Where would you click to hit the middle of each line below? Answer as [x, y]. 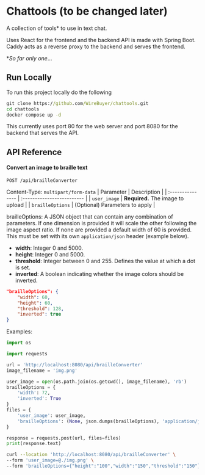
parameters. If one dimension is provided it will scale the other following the [102, 223]
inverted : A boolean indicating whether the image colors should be [99, 274]
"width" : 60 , [34, 297]
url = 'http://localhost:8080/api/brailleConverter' [75, 364]
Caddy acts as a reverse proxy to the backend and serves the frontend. [96, 46]
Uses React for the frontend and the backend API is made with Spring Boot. [101, 40]
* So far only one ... [29, 58]
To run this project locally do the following [59, 92]
